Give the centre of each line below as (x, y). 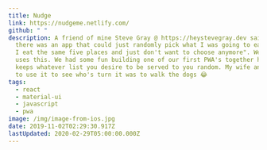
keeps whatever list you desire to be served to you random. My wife (133, 67)
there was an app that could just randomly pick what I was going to (133, 45)
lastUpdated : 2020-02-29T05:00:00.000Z (74, 133)
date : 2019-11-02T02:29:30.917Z (62, 126)
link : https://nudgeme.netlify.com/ (69, 23)
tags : (17, 82)
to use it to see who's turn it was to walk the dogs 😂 (112, 75)
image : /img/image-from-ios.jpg (62, 119)
